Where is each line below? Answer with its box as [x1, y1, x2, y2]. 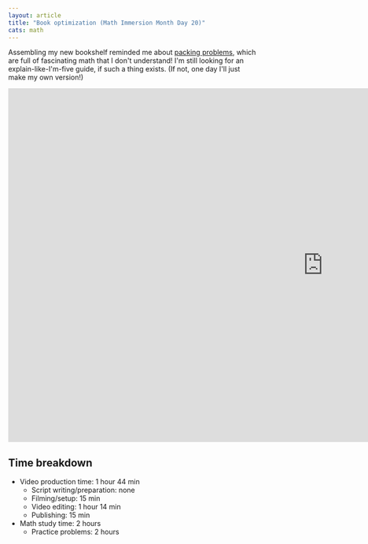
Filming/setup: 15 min [31, 494, 101, 503]
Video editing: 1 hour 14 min [31, 502, 122, 512]
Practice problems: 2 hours [31, 527, 120, 537]
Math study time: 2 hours [19, 519, 101, 528]
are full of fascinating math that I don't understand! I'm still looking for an [8, 56, 245, 65]
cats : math [8, 26, 44, 34]
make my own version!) [8, 72, 84, 83]
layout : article [8, 11, 61, 20]
